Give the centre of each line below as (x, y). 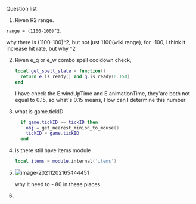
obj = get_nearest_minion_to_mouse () (73, 128)
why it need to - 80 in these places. (58, 184)
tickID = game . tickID (52, 134)
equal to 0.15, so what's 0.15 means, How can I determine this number (100, 100)
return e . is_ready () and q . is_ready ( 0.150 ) (75, 76)
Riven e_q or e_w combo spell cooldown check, (73, 60)
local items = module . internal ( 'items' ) (66, 161)
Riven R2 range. (34, 20)
